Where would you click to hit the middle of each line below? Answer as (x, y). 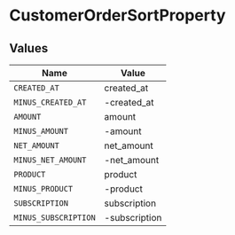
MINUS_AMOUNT (41, 131)
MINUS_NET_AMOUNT (50, 160)
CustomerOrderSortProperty (117, 16)
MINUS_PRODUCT (43, 188)
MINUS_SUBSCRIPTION (55, 218)
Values (29, 48)
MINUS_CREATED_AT (50, 102)
